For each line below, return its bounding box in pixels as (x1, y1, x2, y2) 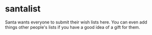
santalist (5, 3, 41, 14)
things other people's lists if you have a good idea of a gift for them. (5, 24, 140, 30)
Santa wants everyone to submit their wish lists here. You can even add (5, 19, 148, 25)
